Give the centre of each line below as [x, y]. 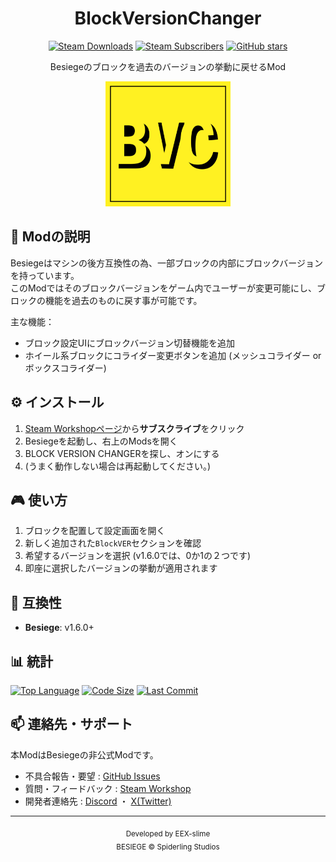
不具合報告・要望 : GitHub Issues [92, 776]
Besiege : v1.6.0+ [59, 628]
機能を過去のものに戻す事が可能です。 [123, 300]
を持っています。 [45, 275]
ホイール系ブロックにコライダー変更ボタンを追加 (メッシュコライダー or [173, 355]
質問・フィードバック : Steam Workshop [108, 788]
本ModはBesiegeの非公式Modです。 [84, 754]
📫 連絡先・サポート [71, 724]
